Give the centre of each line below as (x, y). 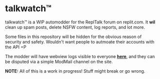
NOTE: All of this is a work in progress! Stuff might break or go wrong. (75, 71)
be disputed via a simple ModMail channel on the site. (59, 61)
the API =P (16, 47)
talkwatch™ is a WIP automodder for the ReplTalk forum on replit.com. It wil (80, 22)
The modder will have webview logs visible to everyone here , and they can (80, 56)
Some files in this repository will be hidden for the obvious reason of (73, 37)
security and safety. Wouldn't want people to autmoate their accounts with (80, 41)
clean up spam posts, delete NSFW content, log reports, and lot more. (75, 27)
